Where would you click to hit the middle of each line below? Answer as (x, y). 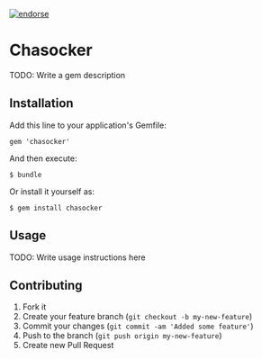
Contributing (46, 285)
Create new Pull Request (68, 346)
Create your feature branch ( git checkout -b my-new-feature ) (137, 317)
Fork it (34, 307)
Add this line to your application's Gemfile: (88, 125)
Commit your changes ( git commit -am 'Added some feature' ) (138, 326)
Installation (41, 103)
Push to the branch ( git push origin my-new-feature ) (122, 336)
